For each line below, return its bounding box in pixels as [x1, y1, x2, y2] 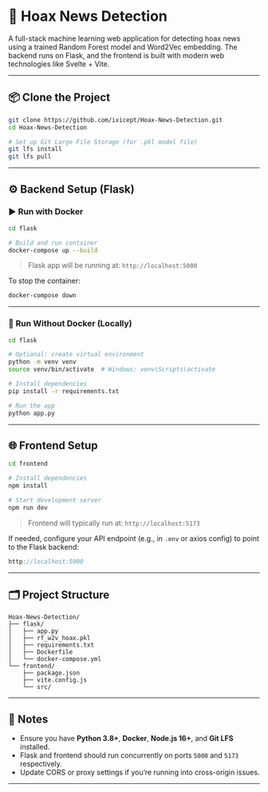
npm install [8, 482, 48, 490]
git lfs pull [8, 153, 52, 161]
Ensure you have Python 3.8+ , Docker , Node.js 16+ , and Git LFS [19, 734, 234, 743]
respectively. [19, 759, 62, 769]
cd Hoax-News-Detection [8, 123, 88, 131]
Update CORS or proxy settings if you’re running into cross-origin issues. [19, 767, 260, 778]
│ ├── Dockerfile [8, 648, 73, 656]
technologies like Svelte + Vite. [8, 59, 110, 69]
